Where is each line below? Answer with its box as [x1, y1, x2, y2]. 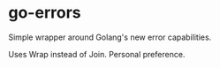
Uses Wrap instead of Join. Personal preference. [8, 49, 186, 59]
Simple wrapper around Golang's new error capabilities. [8, 32, 212, 42]
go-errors [8, 3, 81, 23]
